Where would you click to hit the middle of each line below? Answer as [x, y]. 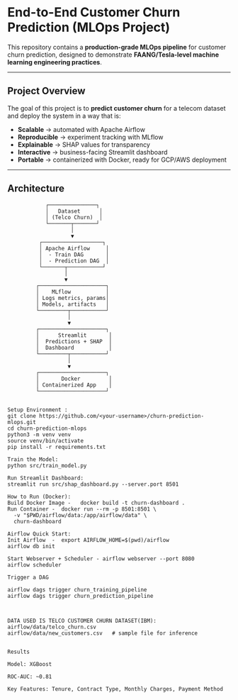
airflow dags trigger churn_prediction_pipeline [80, 596]
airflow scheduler [34, 565]
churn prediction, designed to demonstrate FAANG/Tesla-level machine [113, 55]
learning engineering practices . [55, 62]
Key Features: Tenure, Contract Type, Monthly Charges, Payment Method [115, 689]
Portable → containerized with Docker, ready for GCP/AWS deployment [122, 160]
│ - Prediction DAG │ [74, 261]
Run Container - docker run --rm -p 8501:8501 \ [82, 509]
